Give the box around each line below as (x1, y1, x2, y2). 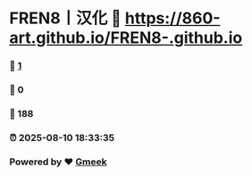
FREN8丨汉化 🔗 (9, 8, 122, 29)
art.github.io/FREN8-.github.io (9, 28, 243, 48)
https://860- (124, 8, 221, 29)
